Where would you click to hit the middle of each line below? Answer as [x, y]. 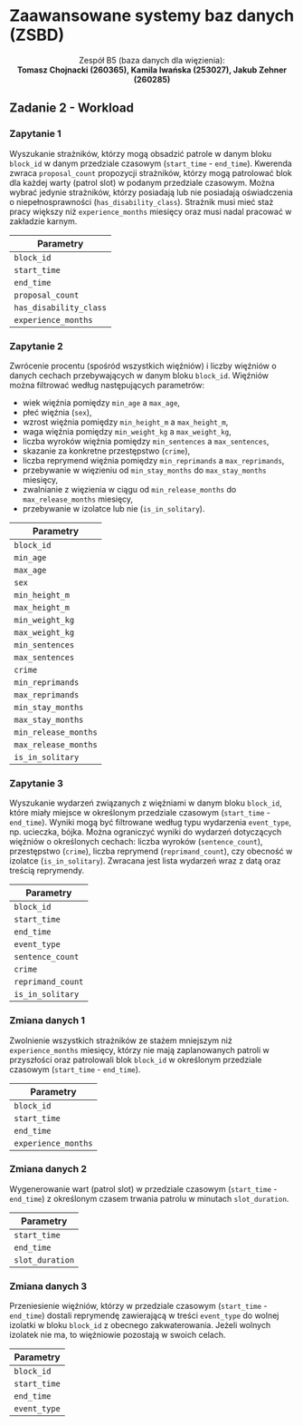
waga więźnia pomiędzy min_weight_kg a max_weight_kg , [127, 431]
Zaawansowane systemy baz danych [152, 16]
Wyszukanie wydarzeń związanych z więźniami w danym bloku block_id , [146, 803]
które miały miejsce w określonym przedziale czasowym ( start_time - [140, 813]
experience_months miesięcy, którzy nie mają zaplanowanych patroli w [139, 1050]
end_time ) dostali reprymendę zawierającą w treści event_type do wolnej [144, 1315]
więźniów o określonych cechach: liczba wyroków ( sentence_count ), [136, 842]
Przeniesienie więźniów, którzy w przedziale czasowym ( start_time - [138, 1306]
